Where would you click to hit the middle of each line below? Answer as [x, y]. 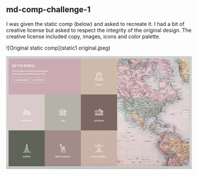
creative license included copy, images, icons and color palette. [83, 36]
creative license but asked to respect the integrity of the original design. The [99, 30]
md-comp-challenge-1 [48, 10]
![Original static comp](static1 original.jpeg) [58, 48]
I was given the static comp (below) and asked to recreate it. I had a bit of [95, 24]
